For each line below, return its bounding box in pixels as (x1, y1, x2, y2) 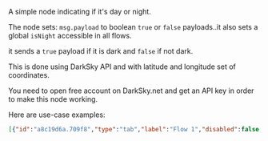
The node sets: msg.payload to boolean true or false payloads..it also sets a (8, 22, 258, 31)
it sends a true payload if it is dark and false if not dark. (8, 46, 194, 55)
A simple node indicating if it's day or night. (8, 7, 152, 16)
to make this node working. (8, 95, 98, 103)
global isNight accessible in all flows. (8, 31, 132, 40)
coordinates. (8, 70, 50, 79)
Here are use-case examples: (8, 110, 106, 119)
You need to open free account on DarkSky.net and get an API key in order (8, 86, 254, 95)
